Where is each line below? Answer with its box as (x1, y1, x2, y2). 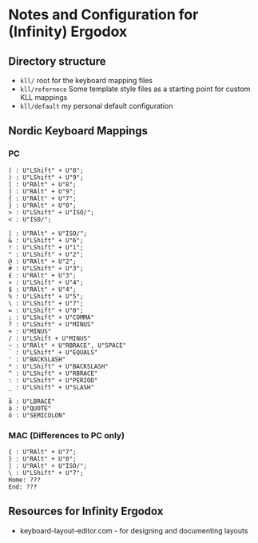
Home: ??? (8, 476, 42, 484)
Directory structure (8, 54, 106, 68)
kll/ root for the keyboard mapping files (19, 76, 153, 85)
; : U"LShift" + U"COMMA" (8, 313, 94, 321)
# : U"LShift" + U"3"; (8, 264, 84, 273)
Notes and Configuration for (8, 6, 199, 24)
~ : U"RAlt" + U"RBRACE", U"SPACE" (8, 341, 127, 349)
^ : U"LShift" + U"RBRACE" (8, 369, 98, 377)
